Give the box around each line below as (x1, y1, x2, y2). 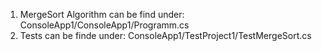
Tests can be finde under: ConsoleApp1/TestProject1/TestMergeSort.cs (19, 30, 312, 41)
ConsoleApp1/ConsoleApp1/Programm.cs (19, 19, 190, 31)
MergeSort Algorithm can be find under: (19, 9, 185, 20)
